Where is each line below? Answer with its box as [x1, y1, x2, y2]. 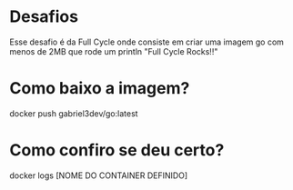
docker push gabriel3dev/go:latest [9, 107, 138, 119]
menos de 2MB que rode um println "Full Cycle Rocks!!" [9, 45, 218, 56]
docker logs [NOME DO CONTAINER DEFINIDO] [9, 170, 188, 181]
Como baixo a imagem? [9, 78, 190, 99]
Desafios [9, 6, 79, 27]
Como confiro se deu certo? [9, 140, 225, 161]
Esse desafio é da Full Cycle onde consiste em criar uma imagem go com [9, 36, 285, 47]
